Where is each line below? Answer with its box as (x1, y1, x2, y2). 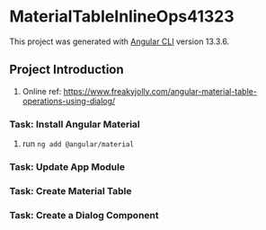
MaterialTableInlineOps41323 (9, 6, 235, 27)
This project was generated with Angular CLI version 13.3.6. (9, 36, 230, 47)
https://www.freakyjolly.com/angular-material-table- (63, 85, 258, 96)
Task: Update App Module (9, 160, 126, 172)
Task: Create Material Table (9, 184, 132, 197)
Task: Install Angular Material (9, 118, 141, 130)
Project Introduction (9, 62, 124, 77)
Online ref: (22, 85, 62, 96)
